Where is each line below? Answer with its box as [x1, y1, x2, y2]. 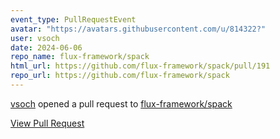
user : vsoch [10, 33, 60, 43]
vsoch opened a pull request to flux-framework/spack [10, 97, 233, 110]
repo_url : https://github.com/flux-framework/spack [10, 71, 230, 81]
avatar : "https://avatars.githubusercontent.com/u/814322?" [10, 24, 267, 34]
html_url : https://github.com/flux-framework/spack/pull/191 [10, 61, 271, 71]
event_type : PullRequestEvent [10, 14, 137, 25]
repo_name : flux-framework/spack [10, 52, 150, 62]
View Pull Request [10, 117, 85, 129]
